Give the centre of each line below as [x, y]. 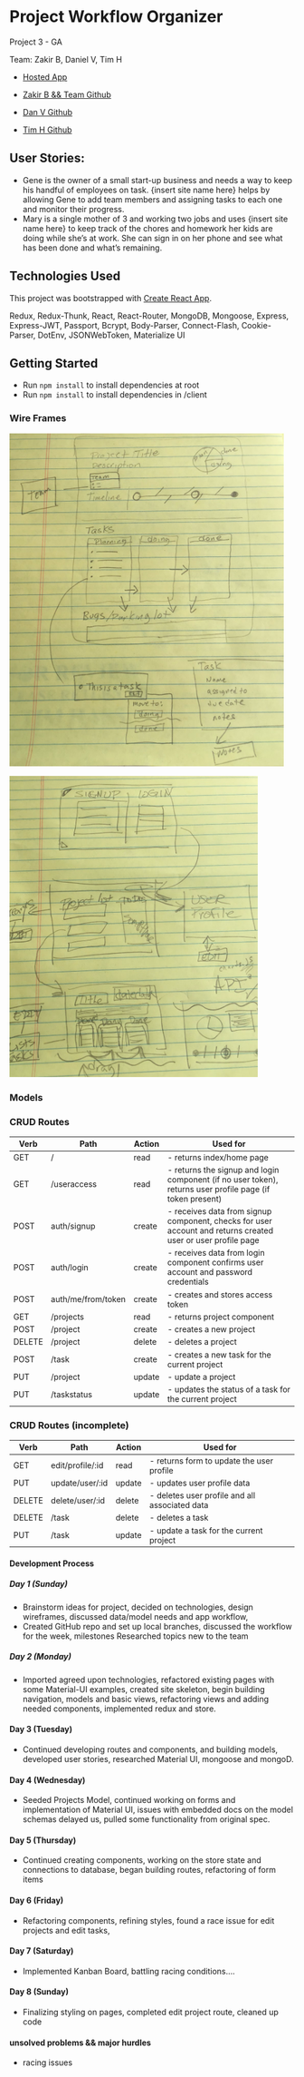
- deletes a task [179, 1518]
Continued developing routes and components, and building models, [150, 1749]
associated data [179, 1505]
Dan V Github [47, 112]
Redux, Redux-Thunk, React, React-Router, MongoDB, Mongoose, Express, [149, 316]
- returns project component [220, 1317]
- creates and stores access [220, 1294]
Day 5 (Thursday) [43, 1840]
